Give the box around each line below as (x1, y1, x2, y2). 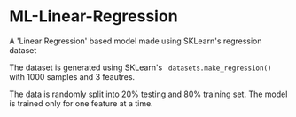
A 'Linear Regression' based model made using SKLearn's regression (9, 35, 263, 46)
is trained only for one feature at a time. (9, 97, 153, 108)
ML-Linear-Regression (9, 6, 179, 27)
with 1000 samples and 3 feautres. (9, 71, 136, 82)
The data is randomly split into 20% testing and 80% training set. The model (9, 89, 288, 99)
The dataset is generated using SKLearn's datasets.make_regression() (9, 62, 272, 73)
